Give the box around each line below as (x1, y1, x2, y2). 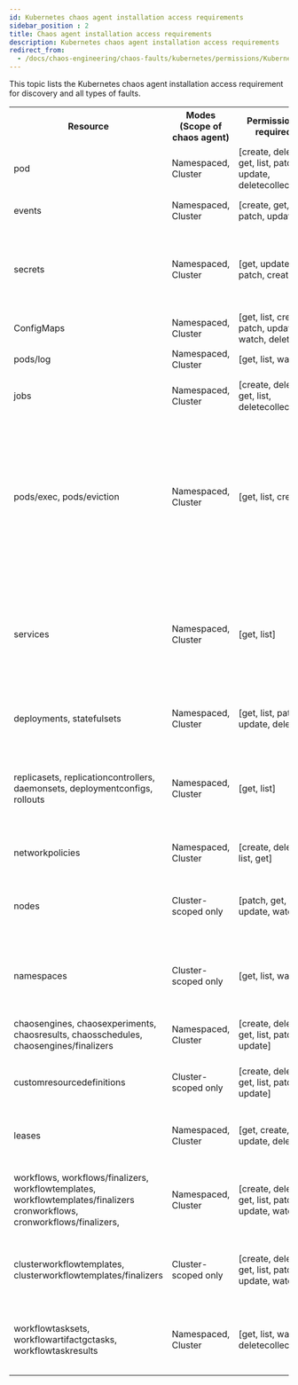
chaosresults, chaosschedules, (13, 1028, 144, 1041)
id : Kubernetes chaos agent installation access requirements (9, 12, 244, 22)
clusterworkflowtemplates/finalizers (13, 1270, 164, 1281)
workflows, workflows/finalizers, (13, 1172, 149, 1184)
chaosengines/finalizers (13, 1040, 114, 1051)
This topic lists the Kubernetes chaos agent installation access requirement (9, 79, 284, 89)
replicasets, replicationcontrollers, (13, 771, 155, 783)
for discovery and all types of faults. (9, 88, 141, 98)
